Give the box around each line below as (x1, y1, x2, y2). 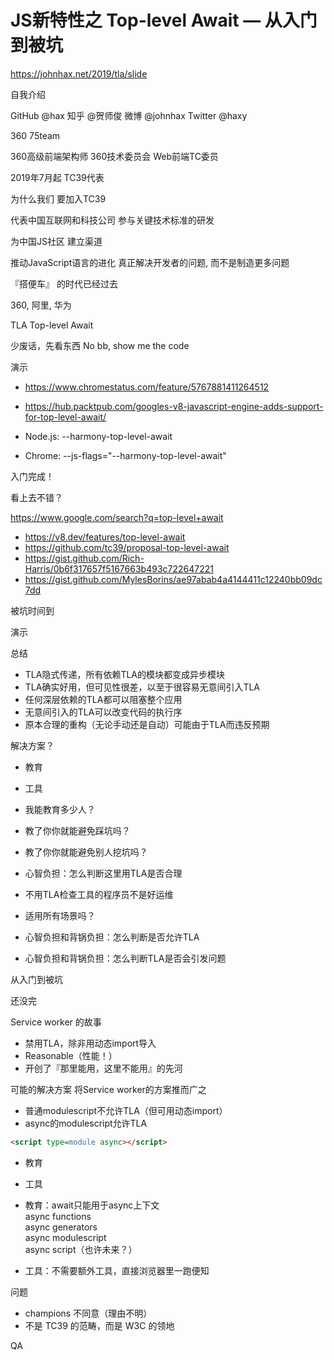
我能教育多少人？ (24, 803, 96, 815)
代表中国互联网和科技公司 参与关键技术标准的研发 (10, 214, 215, 226)
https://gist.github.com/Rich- (24, 552, 145, 564)
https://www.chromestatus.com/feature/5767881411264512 (24, 381, 270, 393)
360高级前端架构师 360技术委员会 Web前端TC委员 (10, 150, 219, 162)
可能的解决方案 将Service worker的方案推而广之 (10, 1083, 207, 1095)
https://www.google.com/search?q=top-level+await (10, 511, 224, 523)
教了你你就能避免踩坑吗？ (24, 824, 131, 836)
